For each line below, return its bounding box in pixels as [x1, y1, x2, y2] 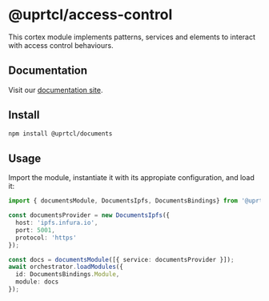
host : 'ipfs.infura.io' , [15, 219, 98, 227]
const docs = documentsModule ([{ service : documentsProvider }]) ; [8, 255, 235, 263]
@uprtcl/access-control [8, 6, 173, 24]
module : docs [15, 278, 59, 286]
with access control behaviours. [8, 40, 114, 50]
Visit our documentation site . [8, 85, 103, 94]
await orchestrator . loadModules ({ [8, 263, 124, 271]
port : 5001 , [15, 226, 56, 234]
